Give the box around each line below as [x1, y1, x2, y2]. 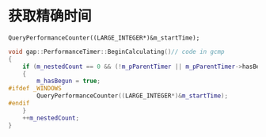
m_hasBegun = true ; [36, 77, 101, 86]
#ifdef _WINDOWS [8, 85, 62, 93]
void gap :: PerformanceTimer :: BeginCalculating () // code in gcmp [8, 48, 225, 55]
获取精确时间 [8, 7, 93, 25]
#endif [8, 100, 30, 108]
